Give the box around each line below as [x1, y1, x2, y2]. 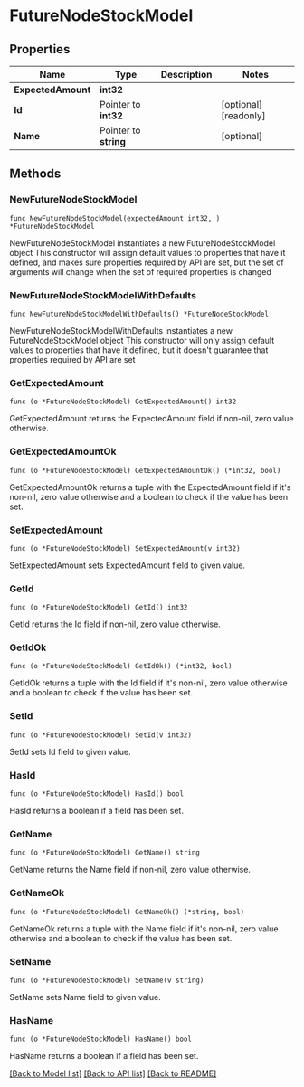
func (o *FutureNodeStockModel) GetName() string [9, 848, 201, 857]
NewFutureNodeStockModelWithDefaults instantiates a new [9, 325, 233, 336]
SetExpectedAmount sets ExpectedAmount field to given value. [9, 560, 246, 571]
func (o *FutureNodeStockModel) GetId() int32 [9, 603, 188, 612]
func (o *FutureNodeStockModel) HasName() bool [9, 1035, 193, 1044]
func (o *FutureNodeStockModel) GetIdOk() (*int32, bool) [9, 662, 233, 671]
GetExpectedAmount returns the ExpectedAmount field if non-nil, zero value [9, 413, 294, 424]
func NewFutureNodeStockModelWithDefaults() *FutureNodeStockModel [9, 309, 270, 318]
